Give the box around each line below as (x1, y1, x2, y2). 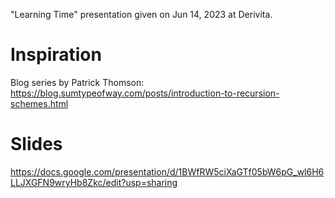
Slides (10, 133, 63, 156)
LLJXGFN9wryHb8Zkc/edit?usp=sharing (10, 176, 178, 188)
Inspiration (10, 44, 102, 66)
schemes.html (10, 97, 69, 109)
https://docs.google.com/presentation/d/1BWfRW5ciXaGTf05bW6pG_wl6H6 (10, 165, 325, 178)
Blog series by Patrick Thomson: (10, 76, 145, 88)
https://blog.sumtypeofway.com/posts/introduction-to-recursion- (10, 87, 280, 99)
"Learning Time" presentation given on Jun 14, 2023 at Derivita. (10, 9, 273, 20)
